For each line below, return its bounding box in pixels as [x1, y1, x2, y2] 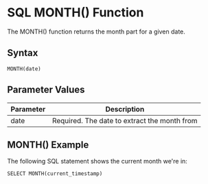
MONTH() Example [7, 139, 89, 150]
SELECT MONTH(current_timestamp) [7, 170, 103, 177]
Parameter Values [7, 84, 85, 96]
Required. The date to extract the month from [51, 116, 198, 125]
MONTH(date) [7, 65, 41, 73]
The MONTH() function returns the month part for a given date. [7, 27, 185, 36]
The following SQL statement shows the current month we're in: [7, 157, 187, 166]
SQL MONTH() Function [7, 5, 144, 21]
